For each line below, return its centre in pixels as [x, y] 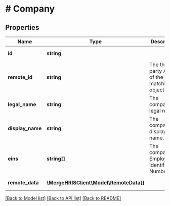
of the [156, 77]
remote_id [20, 77]
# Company [30, 9]
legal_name [22, 104]
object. [157, 90]
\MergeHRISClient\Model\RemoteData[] [95, 183]
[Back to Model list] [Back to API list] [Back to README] [63, 198]
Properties [22, 28]
